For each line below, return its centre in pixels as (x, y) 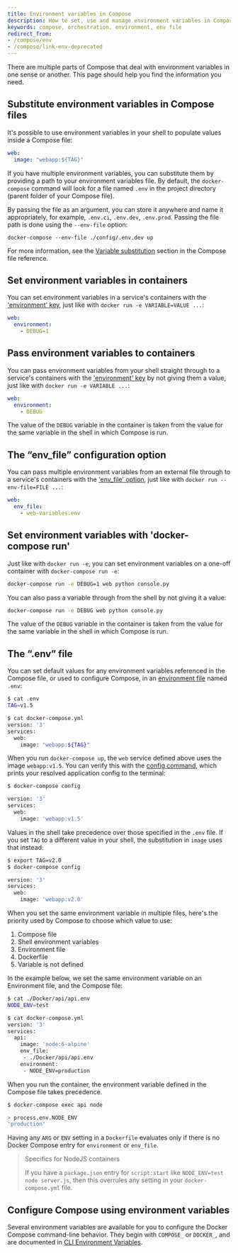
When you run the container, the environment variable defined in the (107, 1084)
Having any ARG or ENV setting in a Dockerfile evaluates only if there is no (114, 1137)
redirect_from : (30, 34)
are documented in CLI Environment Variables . (75, 1242)
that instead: (25, 847)
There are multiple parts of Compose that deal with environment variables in (119, 67)
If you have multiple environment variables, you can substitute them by (110, 173)
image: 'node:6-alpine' (55, 1045)
